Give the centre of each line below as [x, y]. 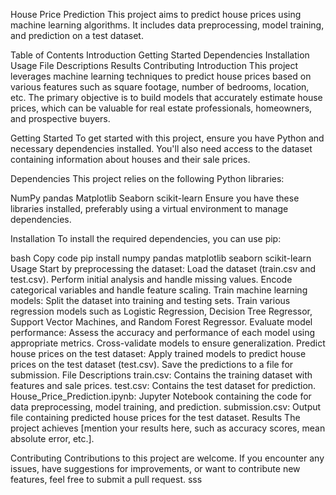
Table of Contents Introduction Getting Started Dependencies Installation [160, 55]
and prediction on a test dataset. [77, 35]
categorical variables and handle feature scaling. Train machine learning [159, 290]
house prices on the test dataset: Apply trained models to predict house [158, 353]
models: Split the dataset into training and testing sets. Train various [150, 300]
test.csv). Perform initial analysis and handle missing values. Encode [151, 279]
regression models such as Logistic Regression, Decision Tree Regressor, [161, 311]
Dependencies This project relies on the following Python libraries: [147, 178]
